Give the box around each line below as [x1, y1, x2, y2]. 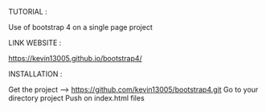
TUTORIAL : [8, 7, 48, 16]
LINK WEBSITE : [8, 38, 62, 47]
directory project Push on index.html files [8, 93, 145, 103]
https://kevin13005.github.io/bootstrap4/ [8, 54, 142, 63]
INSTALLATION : [8, 69, 63, 79]
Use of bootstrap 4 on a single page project [8, 23, 153, 31]
